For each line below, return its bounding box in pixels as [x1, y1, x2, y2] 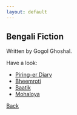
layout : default [6, 9, 47, 15]
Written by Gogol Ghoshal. [6, 47, 72, 55]
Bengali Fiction [6, 32, 64, 42]
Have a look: [6, 59, 38, 67]
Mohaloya [15, 91, 41, 98]
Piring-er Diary [15, 71, 53, 78]
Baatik [15, 84, 32, 91]
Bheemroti [15, 77, 41, 85]
